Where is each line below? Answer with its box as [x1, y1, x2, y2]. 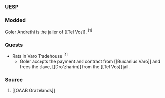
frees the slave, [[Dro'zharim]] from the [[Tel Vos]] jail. [19, 63, 130, 70]
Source [5, 76, 23, 83]
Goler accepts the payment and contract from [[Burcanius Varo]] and [19, 58, 161, 64]
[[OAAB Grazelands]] [12, 88, 55, 94]
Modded [5, 16, 26, 23]
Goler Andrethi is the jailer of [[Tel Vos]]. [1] [5, 28, 92, 35]
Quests [5, 41, 23, 48]
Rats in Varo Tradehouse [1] [12, 52, 68, 59]
